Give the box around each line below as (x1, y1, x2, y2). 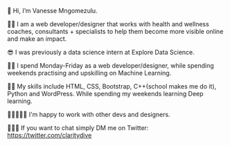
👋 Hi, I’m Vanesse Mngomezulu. (7, 7, 98, 15)
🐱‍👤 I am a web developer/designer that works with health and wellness (7, 20, 209, 28)
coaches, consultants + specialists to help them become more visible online (7, 28, 224, 35)
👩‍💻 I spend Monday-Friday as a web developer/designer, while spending (7, 62, 215, 69)
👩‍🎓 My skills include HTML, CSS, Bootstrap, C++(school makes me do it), (7, 82, 217, 90)
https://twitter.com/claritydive (7, 131, 92, 139)
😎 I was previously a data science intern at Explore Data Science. (7, 48, 195, 56)
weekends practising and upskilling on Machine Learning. (7, 69, 172, 77)
